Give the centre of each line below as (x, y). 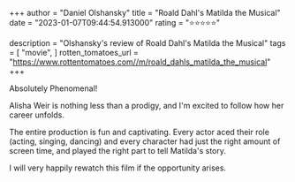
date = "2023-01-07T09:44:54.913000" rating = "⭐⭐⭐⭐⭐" (115, 23)
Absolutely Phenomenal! (53, 88)
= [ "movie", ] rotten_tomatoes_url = (74, 53)
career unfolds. (37, 115)
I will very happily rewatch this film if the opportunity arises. (118, 168)
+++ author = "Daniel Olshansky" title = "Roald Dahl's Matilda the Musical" (145, 13)
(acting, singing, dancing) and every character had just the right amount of (145, 141)
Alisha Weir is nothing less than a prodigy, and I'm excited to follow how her (147, 106)
